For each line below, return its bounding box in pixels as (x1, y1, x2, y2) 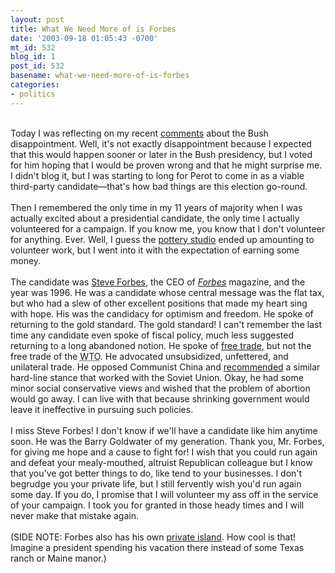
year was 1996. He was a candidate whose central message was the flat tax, (10, 286, 325, 298)
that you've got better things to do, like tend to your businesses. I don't (10, 467, 303, 479)
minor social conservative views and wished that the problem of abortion (10, 382, 311, 394)
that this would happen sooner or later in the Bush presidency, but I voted (10, 148, 313, 160)
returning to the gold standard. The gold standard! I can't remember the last (10, 318, 322, 330)
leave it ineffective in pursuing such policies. (10, 403, 194, 415)
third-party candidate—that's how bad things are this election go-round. (10, 180, 308, 192)
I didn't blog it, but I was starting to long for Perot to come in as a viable (10, 169, 305, 181)
